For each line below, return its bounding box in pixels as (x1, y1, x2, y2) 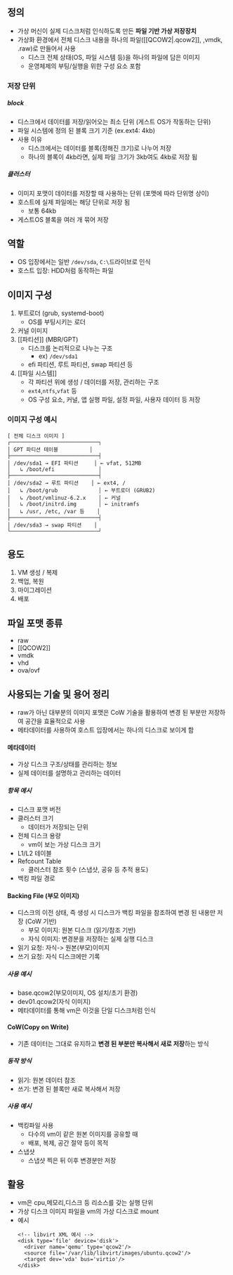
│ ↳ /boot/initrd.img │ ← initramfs (7, 501, 140, 508)
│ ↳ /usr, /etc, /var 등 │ (7, 508, 100, 515)
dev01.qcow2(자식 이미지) (17, 998, 91, 1006)
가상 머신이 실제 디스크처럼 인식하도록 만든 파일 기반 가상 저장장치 (17, 27, 197, 35)
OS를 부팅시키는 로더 (27, 318, 86, 326)
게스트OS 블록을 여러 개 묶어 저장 (17, 215, 109, 223)
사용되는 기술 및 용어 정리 (7, 688, 110, 700)
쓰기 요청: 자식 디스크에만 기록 (17, 952, 100, 960)
